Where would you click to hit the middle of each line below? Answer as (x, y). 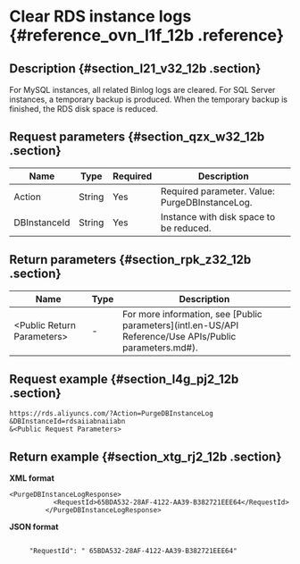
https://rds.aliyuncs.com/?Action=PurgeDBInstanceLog (112, 414)
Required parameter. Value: (217, 191)
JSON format (34, 527)
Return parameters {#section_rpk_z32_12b (130, 260)
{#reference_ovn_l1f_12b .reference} (146, 35)
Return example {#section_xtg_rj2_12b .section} (146, 456)
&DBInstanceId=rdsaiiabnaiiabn (67, 422)
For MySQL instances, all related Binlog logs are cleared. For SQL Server (142, 90)
